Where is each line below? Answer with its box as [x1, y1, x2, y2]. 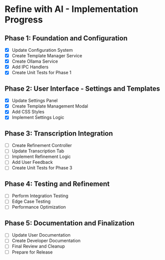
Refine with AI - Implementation [4, 3, 139, 15]
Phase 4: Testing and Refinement [4, 179, 110, 188]
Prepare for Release [11, 249, 53, 255]
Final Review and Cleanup [11, 243, 65, 250]
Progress [4, 14, 43, 25]
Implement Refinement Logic [11, 153, 71, 160]
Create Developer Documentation [11, 238, 81, 244]
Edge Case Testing [11, 198, 51, 205]
